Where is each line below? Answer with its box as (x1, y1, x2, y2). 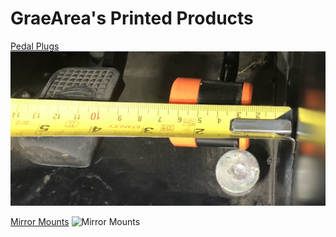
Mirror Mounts (10, 216, 70, 228)
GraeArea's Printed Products (10, 7, 254, 30)
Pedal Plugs (10, 40, 60, 52)
